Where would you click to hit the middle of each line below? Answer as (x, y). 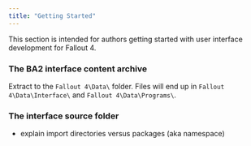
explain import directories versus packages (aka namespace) (122, 134)
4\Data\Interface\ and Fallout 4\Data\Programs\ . (93, 95)
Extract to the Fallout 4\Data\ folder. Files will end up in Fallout (117, 86)
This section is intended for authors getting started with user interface (126, 39)
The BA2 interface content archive (78, 68)
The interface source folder (64, 116)
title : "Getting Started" (52, 16)
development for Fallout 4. (52, 47)
